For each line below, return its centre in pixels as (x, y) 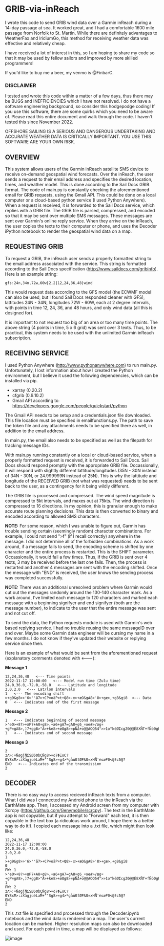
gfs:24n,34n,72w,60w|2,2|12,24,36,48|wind (49, 283)
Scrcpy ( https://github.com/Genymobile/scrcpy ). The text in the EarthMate (80, 811)
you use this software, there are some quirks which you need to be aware (79, 111)
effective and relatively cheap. (35, 43)
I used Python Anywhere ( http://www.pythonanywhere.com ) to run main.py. (81, 365)
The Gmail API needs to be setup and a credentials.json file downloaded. (78, 415)
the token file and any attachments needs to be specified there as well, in (79, 425)
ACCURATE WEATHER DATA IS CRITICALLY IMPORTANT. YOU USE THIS (78, 137)
